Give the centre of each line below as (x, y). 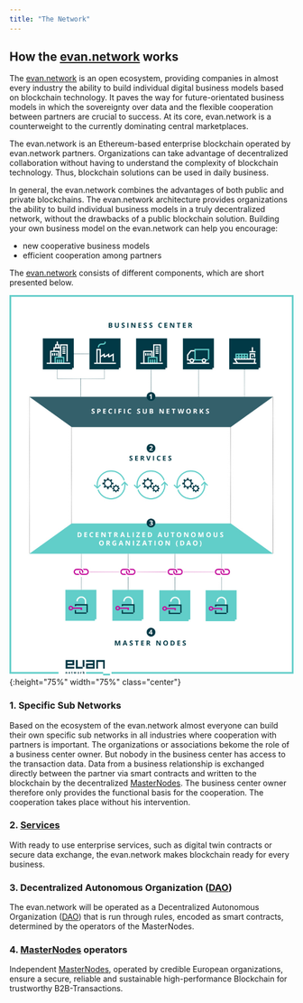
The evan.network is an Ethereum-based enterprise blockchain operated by (150, 144)
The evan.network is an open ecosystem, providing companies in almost (144, 79)
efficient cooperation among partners (92, 255)
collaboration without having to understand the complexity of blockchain (144, 163)
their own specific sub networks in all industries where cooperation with (143, 735)
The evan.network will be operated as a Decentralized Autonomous (134, 907)
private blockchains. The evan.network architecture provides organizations (149, 200)
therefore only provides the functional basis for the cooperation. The (137, 792)
